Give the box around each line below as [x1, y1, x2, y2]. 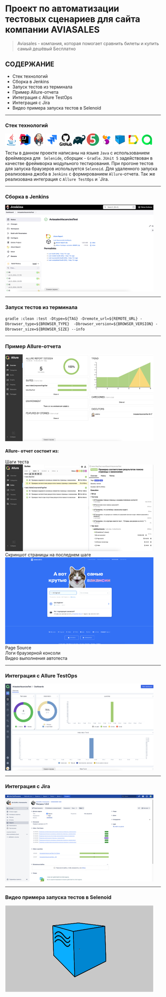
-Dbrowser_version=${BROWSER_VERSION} [73, 321, 154, 326]
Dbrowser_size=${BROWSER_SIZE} [5, 327, 70, 332]
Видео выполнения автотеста [5, 655, 68, 661]
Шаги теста [5, 459, 29, 465]
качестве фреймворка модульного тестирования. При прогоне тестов [5, 161, 154, 167]
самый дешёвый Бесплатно [17, 46, 76, 52]
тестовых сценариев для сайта [5, 13, 141, 25]
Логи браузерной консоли [5, 650, 61, 656]
